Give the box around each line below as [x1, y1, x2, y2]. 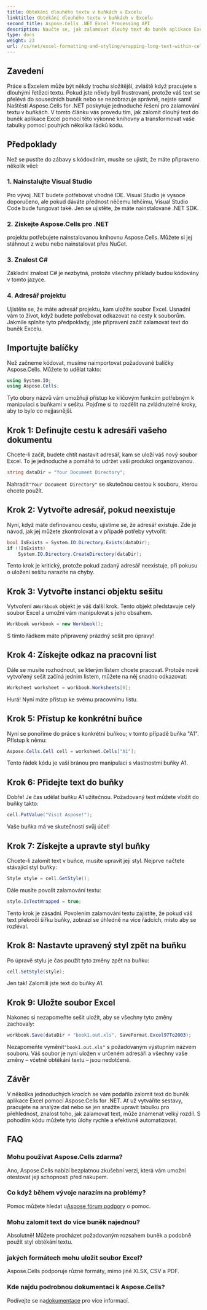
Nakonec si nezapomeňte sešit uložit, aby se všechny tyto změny [7, 1014, 173, 1021]
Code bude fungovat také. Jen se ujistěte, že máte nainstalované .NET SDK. [7, 204, 199, 212]
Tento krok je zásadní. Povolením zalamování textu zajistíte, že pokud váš [7, 910, 193, 917]
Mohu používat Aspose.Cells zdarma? [7, 1153, 123, 1161]
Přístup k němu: [7, 736, 47, 744]
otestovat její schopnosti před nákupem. [7, 1173, 109, 1180]
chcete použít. [7, 486, 44, 494]
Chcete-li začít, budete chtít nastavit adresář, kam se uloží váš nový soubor [7, 451, 198, 458]
